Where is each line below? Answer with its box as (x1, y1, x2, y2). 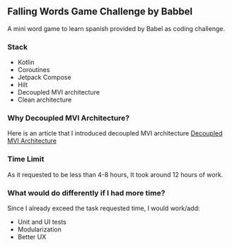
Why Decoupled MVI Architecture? (7, 113, 129, 123)
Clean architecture (17, 95, 72, 104)
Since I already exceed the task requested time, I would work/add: (7, 204, 200, 212)
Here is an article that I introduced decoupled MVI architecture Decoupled (7, 129, 223, 138)
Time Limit (7, 155, 45, 164)
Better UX (17, 233, 47, 241)
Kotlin (17, 58, 35, 66)
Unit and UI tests (17, 218, 66, 226)
